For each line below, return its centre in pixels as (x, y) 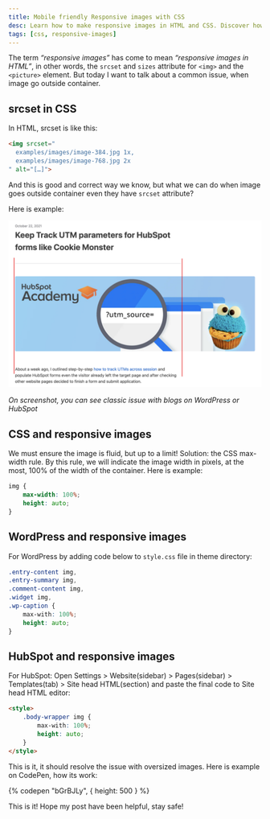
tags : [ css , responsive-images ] (62, 34)
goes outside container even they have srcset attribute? (101, 193)
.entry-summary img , (43, 580)
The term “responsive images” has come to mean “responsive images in (129, 58)
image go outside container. (55, 84)
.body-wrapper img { (57, 717)
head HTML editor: (39, 693)
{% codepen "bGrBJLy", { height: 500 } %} (79, 790)
